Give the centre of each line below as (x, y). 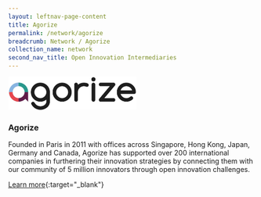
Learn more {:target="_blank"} (56, 184)
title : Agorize (33, 25)
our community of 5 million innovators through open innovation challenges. (129, 170)
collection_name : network (50, 50)
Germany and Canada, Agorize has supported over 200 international (119, 153)
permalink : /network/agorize (56, 33)
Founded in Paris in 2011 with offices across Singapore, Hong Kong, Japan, (129, 145)
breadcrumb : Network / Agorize (59, 41)
